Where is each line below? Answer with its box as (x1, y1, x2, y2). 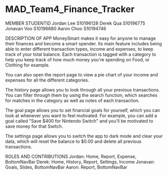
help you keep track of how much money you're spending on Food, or (5, 56, 150, 62)
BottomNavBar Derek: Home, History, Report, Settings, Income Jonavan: (5, 158, 155, 164)
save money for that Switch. (5, 123, 63, 129)
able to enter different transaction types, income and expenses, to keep (5, 46, 153, 52)
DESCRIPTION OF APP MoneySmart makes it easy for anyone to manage (5, 35, 156, 41)
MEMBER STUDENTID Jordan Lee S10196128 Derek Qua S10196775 (5, 20, 145, 26)
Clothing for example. (5, 62, 50, 68)
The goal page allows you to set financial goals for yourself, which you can (5, 107, 160, 113)
